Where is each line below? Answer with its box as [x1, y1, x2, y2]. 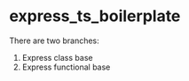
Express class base [21, 52, 93, 63]
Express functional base [21, 62, 111, 72]
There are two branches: [9, 35, 99, 46]
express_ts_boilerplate [9, 6, 181, 26]
